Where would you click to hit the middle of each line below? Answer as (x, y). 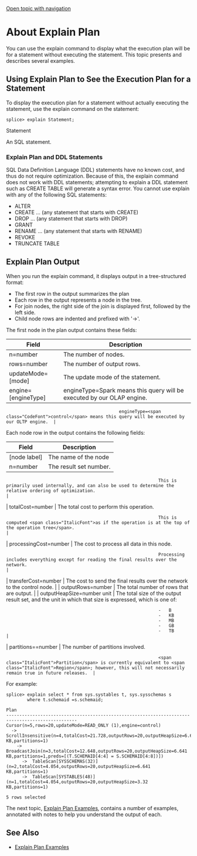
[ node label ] (26, 457)
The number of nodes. (94, 354)
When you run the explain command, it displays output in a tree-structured (96, 276)
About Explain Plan (53, 32)
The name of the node (79, 457)
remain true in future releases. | (51, 673)
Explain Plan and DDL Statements (55, 157)
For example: (22, 684)
